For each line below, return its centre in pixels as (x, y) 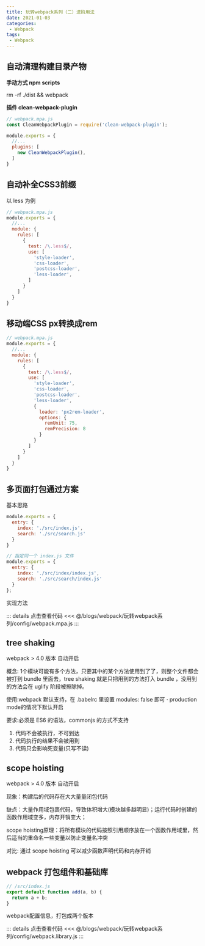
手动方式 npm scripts (33, 82)
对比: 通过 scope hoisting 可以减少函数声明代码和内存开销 (79, 851)
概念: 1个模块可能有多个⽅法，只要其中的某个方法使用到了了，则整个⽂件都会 (103, 671)
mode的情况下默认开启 (35, 707)
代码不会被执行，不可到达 (47, 733)
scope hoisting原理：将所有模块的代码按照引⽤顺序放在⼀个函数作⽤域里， (100, 830)
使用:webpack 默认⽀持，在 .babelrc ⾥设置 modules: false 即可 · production (102, 700)
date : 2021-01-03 (28, 18)
